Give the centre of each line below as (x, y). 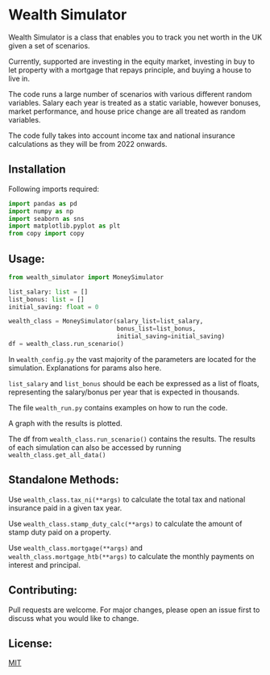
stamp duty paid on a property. (60, 532)
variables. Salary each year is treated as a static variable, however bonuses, (135, 102)
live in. (19, 78)
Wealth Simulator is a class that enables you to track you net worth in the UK (135, 37)
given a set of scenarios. (49, 45)
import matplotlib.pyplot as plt (64, 226)
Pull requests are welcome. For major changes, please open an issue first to (134, 610)
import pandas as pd (43, 203)
